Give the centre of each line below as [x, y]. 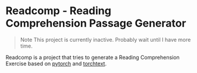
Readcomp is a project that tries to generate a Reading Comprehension [93, 57]
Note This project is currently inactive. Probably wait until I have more [105, 39]
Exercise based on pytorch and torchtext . [56, 64]
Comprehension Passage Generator [96, 23]
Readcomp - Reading [58, 11]
